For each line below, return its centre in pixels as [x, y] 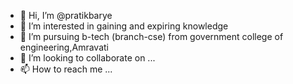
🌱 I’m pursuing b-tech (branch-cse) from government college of [151, 36]
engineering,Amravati [64, 47]
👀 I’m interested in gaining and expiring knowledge [124, 26]
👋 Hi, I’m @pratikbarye [66, 15]
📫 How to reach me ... [66, 69]
